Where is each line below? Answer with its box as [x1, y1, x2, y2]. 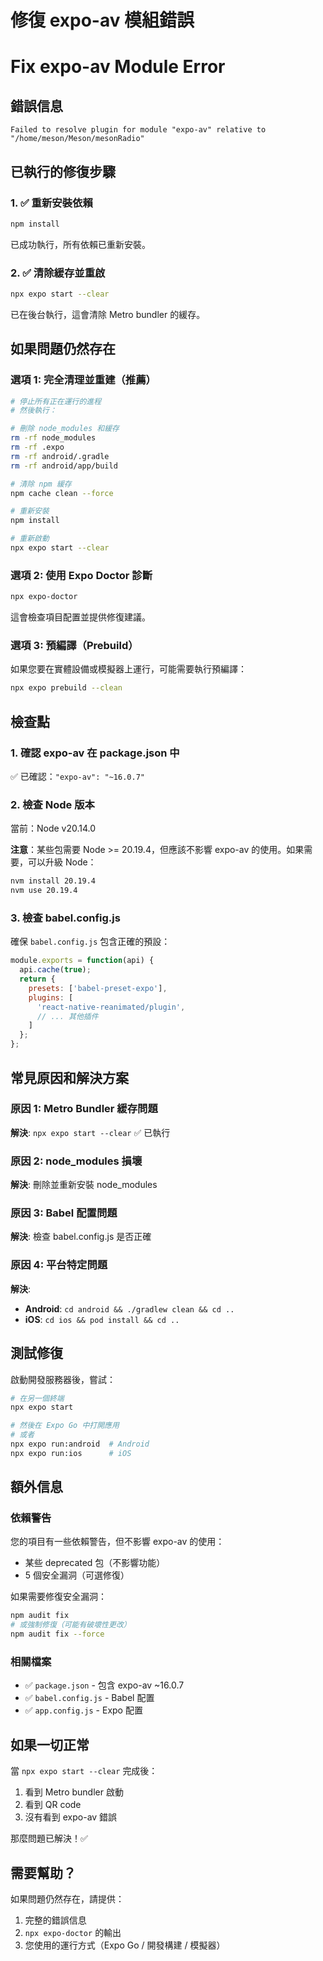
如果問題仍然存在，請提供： [10, 1892, 125, 1905]
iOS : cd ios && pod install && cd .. [24, 1313, 180, 1325]
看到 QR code [24, 1799, 82, 1811]
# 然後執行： [10, 406, 57, 416]
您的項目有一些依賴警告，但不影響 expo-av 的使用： [10, 1536, 225, 1548]
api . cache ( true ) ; [19, 965, 92, 975]
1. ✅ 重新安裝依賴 [10, 196, 93, 210]
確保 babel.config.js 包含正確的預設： [10, 936, 171, 948]
